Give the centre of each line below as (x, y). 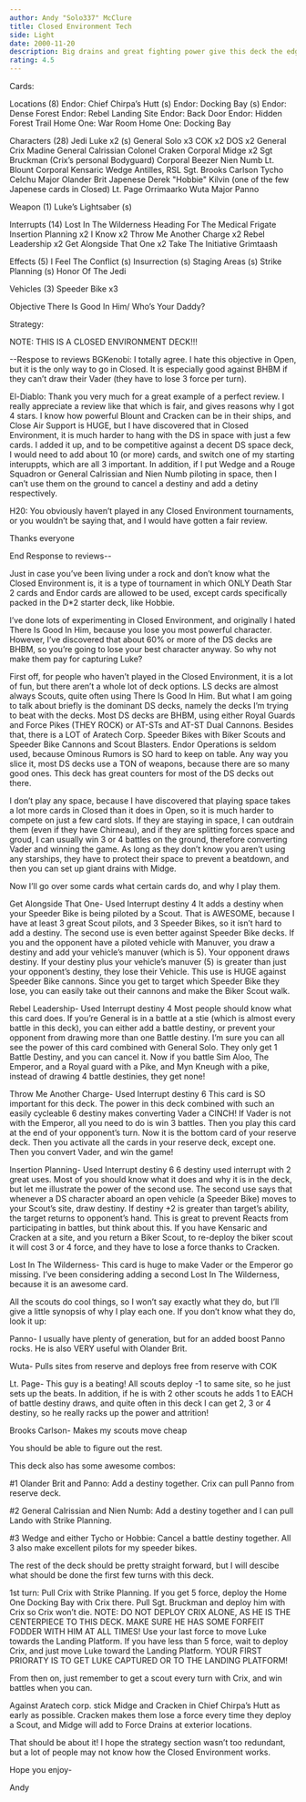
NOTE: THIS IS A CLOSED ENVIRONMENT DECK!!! (104, 342)
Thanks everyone (42, 538)
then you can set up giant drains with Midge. (93, 868)
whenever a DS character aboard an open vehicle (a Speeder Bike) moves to (153, 1198)
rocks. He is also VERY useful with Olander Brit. (98, 1348)
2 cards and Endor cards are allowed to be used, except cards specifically (148, 593)
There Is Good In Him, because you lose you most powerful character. (141, 630)
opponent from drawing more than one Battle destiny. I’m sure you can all (147, 1038)
